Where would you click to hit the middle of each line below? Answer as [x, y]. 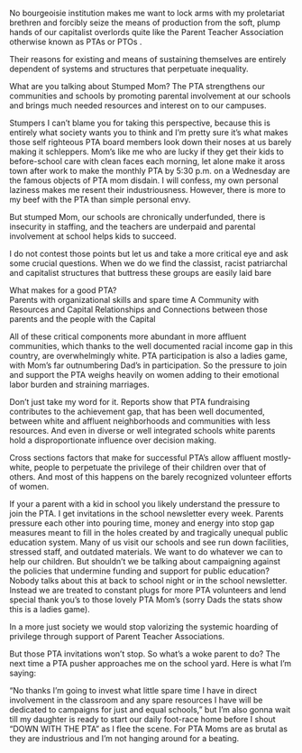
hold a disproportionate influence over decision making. [113, 440]
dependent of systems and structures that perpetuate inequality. [129, 69]
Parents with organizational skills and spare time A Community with [134, 300]
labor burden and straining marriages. [80, 384]
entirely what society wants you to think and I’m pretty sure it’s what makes [149, 133]
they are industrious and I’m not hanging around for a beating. [124, 738]
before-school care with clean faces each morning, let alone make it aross [147, 161]
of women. [29, 487]
